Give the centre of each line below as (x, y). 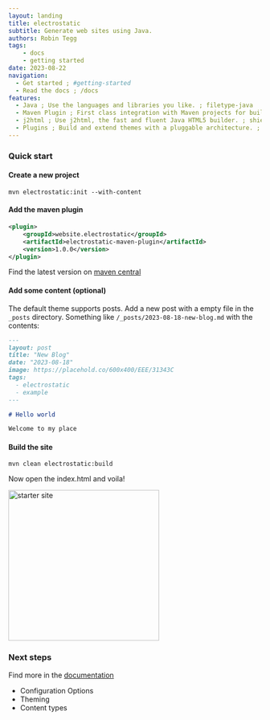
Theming (35, 699)
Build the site (31, 447)
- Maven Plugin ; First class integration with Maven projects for (131, 113)
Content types (43, 707)
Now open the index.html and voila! (67, 479)
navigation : (28, 76)
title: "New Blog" (39, 355)
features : (25, 98)
